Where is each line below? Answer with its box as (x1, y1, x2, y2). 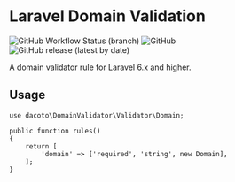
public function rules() (9, 126, 101, 135)
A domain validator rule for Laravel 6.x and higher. (9, 62, 192, 72)
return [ (25, 141, 58, 151)
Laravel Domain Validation (9, 6, 206, 27)
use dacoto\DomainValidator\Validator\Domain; (9, 110, 184, 120)
